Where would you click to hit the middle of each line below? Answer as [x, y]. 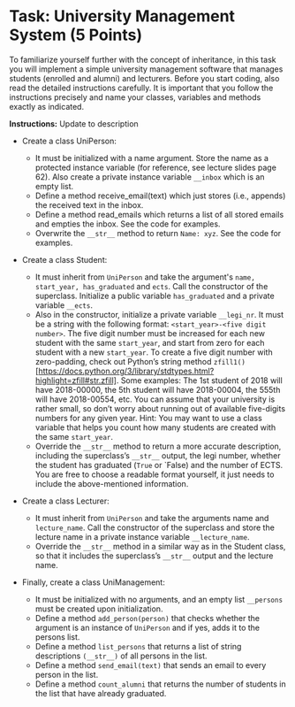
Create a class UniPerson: [69, 141]
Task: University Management [122, 16]
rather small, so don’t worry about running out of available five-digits [160, 408]
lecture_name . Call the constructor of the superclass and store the [155, 527]
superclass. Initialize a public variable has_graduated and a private [155, 296]
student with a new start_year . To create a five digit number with [154, 352]
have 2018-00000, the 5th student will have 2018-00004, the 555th [158, 389]
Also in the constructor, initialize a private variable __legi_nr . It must [159, 314]
